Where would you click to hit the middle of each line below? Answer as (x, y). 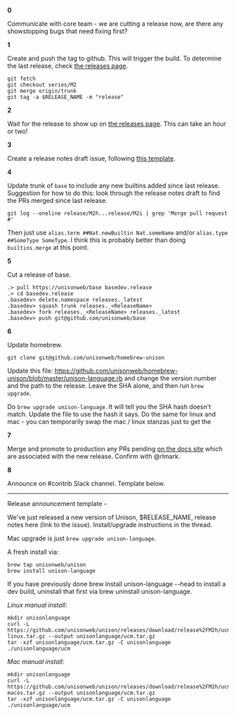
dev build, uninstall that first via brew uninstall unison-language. (100, 591)
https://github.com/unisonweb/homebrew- (116, 371)
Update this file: (30, 371)
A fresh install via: (33, 552)
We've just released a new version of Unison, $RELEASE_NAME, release (112, 517)
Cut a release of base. (39, 274)
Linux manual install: (37, 605)
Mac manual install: (36, 662)
